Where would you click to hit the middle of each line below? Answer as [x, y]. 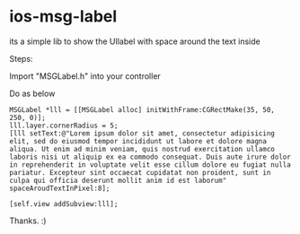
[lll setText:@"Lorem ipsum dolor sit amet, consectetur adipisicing [142, 133]
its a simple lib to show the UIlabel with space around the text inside [135, 41]
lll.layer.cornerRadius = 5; [64, 126]
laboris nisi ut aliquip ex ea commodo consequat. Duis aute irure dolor [150, 157]
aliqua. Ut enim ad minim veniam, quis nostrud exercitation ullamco [142, 149]
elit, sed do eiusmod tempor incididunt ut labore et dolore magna [138, 141]
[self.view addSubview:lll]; [64, 204]
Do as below [32, 93]
